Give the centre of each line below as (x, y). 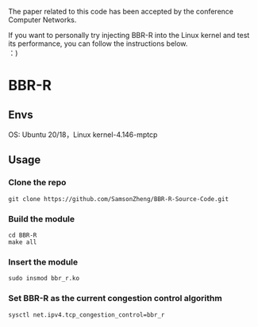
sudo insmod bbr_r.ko (44, 279)
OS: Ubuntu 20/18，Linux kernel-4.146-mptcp (83, 135)
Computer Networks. (42, 20)
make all (23, 242)
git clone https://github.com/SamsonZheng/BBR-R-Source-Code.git (118, 199)
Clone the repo (37, 183)
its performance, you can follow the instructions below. (98, 44)
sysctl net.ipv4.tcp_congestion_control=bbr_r (87, 315)
